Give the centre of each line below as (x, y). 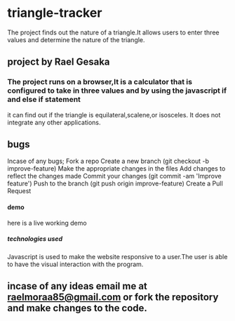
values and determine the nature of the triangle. (76, 39)
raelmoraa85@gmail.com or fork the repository (113, 297)
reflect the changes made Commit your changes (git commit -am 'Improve (115, 176)
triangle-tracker (55, 13)
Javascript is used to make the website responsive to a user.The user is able (117, 256)
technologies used (35, 239)
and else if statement (44, 100)
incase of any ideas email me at (77, 286)
